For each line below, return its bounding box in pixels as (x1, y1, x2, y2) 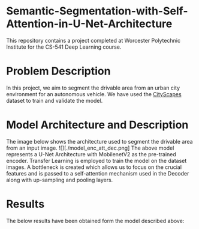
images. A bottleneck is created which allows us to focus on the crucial (6, 163, 182, 171)
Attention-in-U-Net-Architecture (6, 17, 173, 31)
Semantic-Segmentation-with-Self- (6, 4, 188, 18)
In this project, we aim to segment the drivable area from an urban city (6, 84, 180, 91)
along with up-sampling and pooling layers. (6, 176, 113, 183)
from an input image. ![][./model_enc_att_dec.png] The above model (6, 144, 174, 151)
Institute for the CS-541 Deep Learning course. (6, 43, 122, 50)
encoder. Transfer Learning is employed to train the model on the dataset (6, 157, 187, 164)
